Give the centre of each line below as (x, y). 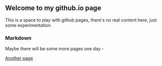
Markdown (18, 38)
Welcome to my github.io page (53, 8)
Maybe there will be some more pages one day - (55, 49)
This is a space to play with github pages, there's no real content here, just (81, 20)
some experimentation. (29, 25)
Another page (19, 58)
